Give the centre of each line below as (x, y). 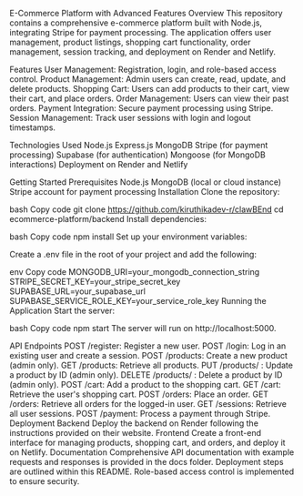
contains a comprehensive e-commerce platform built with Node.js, (136, 23)
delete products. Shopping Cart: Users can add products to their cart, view (149, 89)
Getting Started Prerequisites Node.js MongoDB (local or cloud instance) (146, 182)
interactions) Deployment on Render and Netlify (99, 164)
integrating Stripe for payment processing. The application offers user (141, 32)
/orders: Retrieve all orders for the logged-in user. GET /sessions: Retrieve (148, 404)
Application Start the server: (62, 310)
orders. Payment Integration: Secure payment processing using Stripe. (141, 108)
